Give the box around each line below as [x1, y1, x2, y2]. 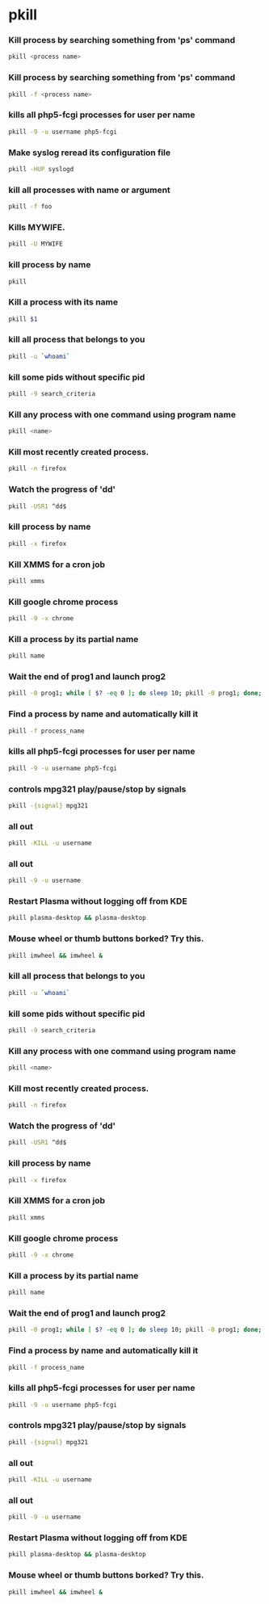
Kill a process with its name [8, 296, 119, 308]
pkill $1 [8, 315, 38, 323]
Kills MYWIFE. [8, 221, 65, 233]
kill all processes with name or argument [8, 184, 171, 195]
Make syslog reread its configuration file [8, 147, 171, 158]
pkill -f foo [8, 203, 53, 211]
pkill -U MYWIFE [8, 240, 63, 248]
